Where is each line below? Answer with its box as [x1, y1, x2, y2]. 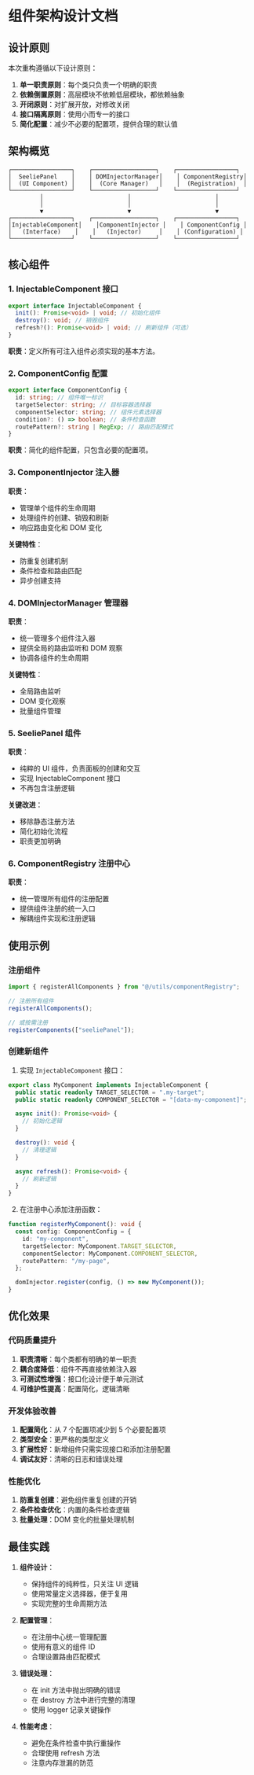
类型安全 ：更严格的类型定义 [19, 1434, 110, 1444]
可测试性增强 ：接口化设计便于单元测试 [19, 1374, 143, 1383]
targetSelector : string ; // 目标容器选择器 [15, 400, 151, 409]
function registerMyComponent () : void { [8, 1221, 143, 1228]
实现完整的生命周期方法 [31, 1599, 107, 1608]
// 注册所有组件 [8, 997, 54, 1005]
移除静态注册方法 [19, 817, 75, 827]
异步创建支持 [19, 576, 61, 585]
